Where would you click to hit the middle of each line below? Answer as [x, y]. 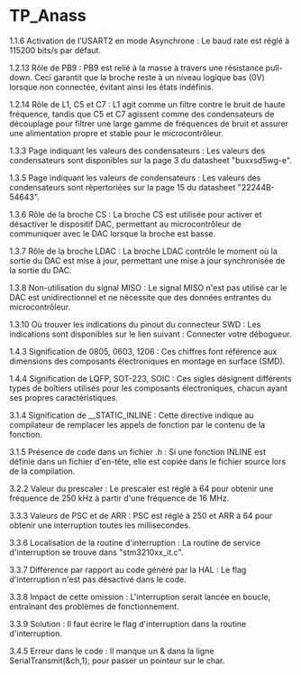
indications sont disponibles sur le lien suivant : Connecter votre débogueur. [150, 334]
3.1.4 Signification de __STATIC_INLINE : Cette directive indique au [132, 415]
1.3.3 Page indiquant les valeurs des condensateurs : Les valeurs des [137, 151]
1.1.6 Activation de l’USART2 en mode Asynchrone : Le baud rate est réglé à [150, 41]
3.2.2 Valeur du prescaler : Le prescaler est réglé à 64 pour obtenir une [141, 488]
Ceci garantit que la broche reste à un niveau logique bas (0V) [150, 77]
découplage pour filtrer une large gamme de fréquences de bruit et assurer [149, 124]
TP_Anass [48, 16]
